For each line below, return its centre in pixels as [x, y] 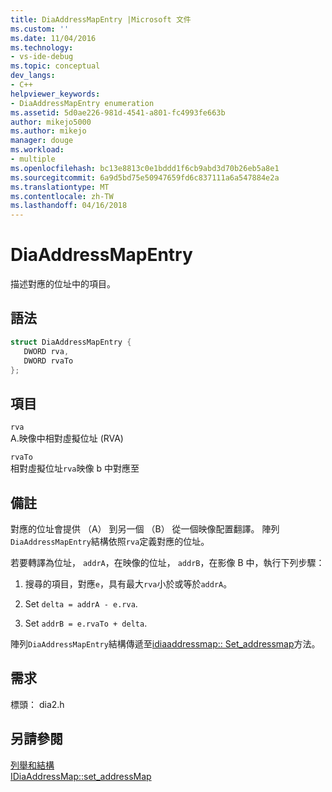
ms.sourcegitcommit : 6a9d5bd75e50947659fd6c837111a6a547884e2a [145, 177]
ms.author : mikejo [48, 131]
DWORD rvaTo [48, 361]
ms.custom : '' [40, 29]
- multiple [33, 159]
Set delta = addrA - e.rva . [81, 604]
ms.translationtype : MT [60, 187]
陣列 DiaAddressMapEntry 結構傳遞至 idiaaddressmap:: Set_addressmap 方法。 [165, 644]
